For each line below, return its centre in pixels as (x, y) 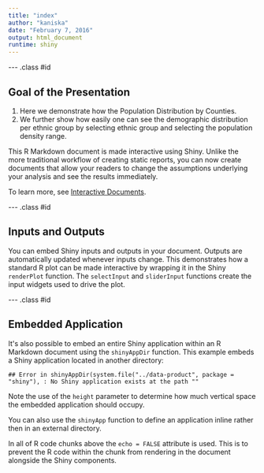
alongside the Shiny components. (62, 460)
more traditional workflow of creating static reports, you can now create (125, 159)
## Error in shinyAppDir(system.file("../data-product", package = (121, 374)
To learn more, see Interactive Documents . (77, 192)
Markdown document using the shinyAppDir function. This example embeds (131, 352)
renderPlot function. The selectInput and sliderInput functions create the (130, 276)
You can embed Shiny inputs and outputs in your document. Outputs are (125, 251)
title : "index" (33, 15)
